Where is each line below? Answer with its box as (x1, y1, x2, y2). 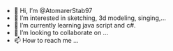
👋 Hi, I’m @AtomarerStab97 (13, 7, 93, 14)
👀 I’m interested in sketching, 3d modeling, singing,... (13, 14, 166, 22)
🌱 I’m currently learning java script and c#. (13, 21, 136, 29)
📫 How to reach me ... (13, 37, 79, 44)
